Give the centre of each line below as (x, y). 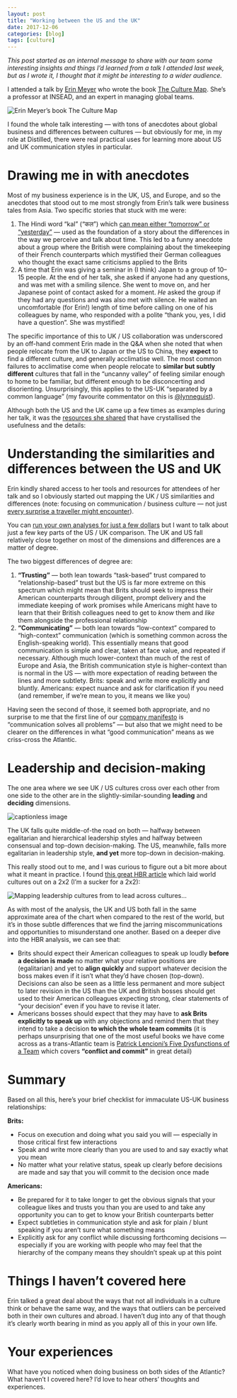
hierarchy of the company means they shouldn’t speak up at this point (120, 1252)
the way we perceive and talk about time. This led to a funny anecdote (120, 240)
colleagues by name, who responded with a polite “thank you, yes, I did (122, 315)
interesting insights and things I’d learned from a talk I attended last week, (116, 68)
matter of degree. (33, 548)
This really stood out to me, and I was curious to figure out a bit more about (117, 867)
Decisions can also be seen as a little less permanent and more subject (121, 983)
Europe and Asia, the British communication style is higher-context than (122, 665)
